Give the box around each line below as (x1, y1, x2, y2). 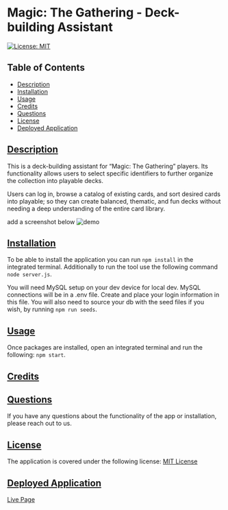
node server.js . (7, 270, 53, 278)
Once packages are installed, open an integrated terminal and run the (7, 343, 203, 352)
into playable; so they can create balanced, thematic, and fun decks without (7, 197, 221, 205)
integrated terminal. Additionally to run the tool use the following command (7, 263, 218, 271)
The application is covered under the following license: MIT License (7, 457, 198, 465)
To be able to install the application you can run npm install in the (7, 256, 194, 264)
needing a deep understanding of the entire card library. (7, 204, 166, 212)
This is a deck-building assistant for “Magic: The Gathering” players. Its (7, 162, 209, 170)
